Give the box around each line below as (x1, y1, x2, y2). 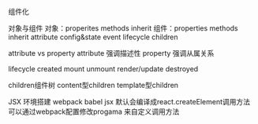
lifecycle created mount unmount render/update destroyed (8, 64, 199, 73)
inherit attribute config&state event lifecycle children (8, 32, 178, 42)
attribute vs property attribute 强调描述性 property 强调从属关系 (8, 49, 215, 57)
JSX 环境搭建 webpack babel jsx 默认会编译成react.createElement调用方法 (8, 97, 251, 106)
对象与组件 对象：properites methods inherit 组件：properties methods (8, 24, 238, 33)
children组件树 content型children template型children (8, 81, 179, 89)
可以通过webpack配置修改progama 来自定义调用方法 (8, 107, 180, 116)
